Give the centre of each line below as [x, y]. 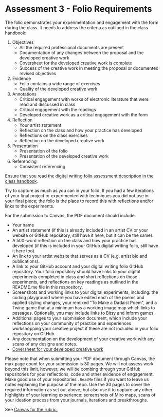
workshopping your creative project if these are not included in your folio [85, 328]
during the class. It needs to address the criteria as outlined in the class [77, 27]
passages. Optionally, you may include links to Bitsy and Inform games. [83, 313]
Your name [23, 225]
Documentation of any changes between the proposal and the [81, 53]
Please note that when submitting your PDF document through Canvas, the [80, 359]
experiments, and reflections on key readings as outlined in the [75, 282]
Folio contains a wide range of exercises [60, 83]
